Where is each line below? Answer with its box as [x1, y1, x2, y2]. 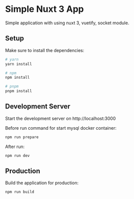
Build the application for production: [5, 180, 78, 186]
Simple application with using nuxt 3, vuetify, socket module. [5, 20, 130, 26]
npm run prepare [5, 135, 39, 140]
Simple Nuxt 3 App [5, 3, 84, 15]
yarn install [5, 61, 32, 66]
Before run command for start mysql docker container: [5, 125, 117, 131]
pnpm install [5, 89, 32, 94]
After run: [5, 144, 25, 149]
